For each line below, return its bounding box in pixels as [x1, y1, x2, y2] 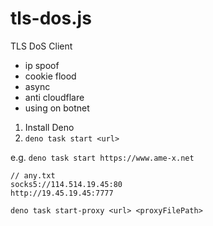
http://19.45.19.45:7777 [10, 188, 114, 198]
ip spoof [24, 59, 60, 71]
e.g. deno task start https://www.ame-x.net [10, 151, 195, 163]
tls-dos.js [10, 7, 92, 30]
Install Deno [24, 121, 75, 133]
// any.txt [10, 170, 56, 181]
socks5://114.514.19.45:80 [10, 179, 123, 189]
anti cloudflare [24, 91, 85, 103]
